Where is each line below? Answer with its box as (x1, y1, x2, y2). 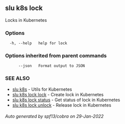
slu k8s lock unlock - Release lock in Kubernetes (12, 102, 112, 108)
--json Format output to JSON (18, 63, 85, 68)
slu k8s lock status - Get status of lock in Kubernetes (12, 97, 120, 103)
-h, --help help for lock (9, 41, 68, 46)
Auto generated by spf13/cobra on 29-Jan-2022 (5, 114, 104, 120)
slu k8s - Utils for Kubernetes (12, 86, 73, 92)
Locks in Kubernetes (5, 17, 47, 23)
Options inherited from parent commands (5, 52, 107, 59)
